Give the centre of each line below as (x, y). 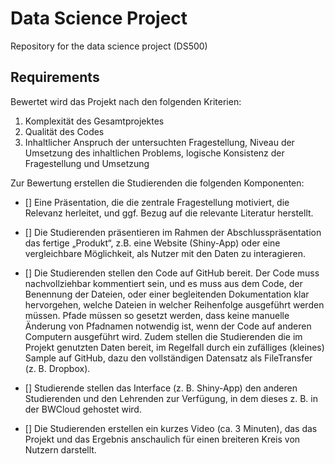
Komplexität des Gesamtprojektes (94, 121)
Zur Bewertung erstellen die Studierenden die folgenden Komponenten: (157, 183)
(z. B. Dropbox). (57, 368)
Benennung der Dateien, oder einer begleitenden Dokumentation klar (167, 294)
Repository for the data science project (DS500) (109, 46)
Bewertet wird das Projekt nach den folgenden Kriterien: (126, 101)
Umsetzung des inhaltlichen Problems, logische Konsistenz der (154, 153)
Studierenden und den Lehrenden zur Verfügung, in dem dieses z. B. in (171, 398)
